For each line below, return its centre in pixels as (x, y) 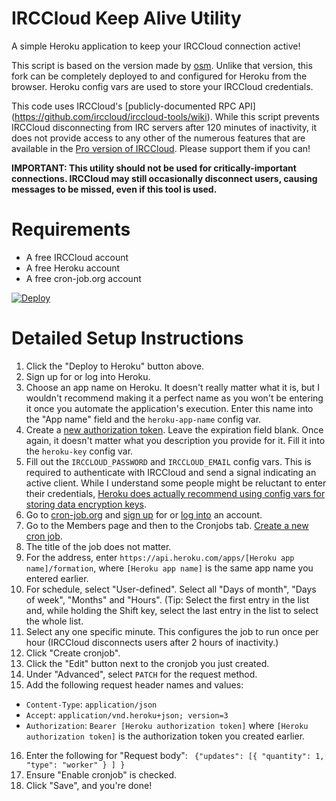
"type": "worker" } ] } (75, 765)
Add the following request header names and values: (134, 684)
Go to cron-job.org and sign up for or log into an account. (144, 514)
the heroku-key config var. (79, 451)
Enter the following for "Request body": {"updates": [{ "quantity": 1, (175, 755)
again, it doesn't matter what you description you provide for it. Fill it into (175, 440)
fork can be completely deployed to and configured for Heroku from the (159, 76)
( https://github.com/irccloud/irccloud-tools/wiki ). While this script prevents (165, 116)
